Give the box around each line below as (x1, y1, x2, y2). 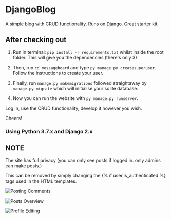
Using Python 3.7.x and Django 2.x (5, 128, 93, 135)
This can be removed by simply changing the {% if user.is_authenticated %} (5, 173, 166, 179)
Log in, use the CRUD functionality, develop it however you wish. (5, 105, 142, 111)
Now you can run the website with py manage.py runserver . (12, 95, 139, 101)
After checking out (5, 35, 67, 44)
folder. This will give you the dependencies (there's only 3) (12, 54, 137, 61)
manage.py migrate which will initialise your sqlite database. (12, 85, 139, 91)
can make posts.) (5, 163, 42, 169)
